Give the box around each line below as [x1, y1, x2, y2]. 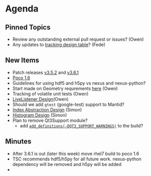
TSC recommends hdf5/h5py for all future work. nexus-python [12, 156, 141, 162]
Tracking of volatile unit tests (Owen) [12, 91, 89, 97]
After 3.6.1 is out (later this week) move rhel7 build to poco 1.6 [12, 150, 139, 156]
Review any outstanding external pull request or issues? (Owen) [12, 36, 144, 42]
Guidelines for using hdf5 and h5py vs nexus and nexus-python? [12, 80, 146, 86]
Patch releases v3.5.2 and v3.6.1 [12, 69, 79, 75]
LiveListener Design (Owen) [12, 96, 69, 102]
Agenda [5, 3, 38, 15]
